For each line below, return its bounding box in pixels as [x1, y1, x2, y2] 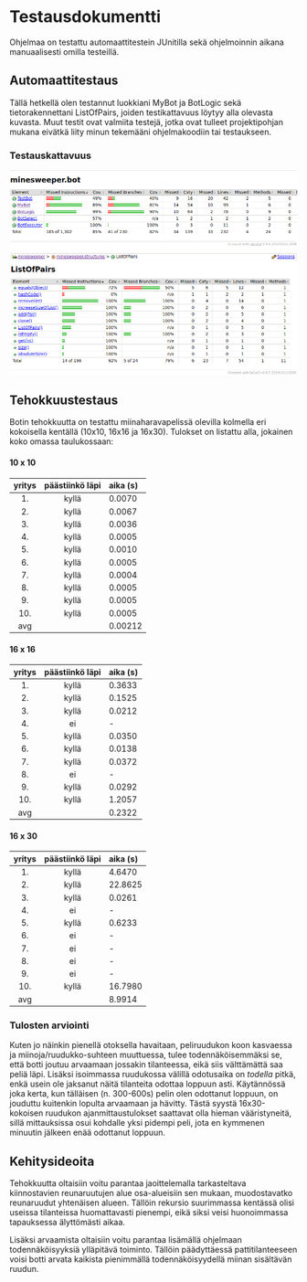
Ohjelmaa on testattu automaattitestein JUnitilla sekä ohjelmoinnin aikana [9, 37, 285, 48]
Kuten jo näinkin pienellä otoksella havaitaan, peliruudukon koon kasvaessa [9, 1040, 292, 1051]
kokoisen [9, 1107, 44, 1118]
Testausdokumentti [9, 6, 162, 27]
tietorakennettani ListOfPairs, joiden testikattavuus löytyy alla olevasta [9, 107, 274, 118]
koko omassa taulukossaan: [9, 436, 114, 447]
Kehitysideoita [9, 1153, 95, 1169]
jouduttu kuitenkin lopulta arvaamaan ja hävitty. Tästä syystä [9, 1098, 238, 1109]
